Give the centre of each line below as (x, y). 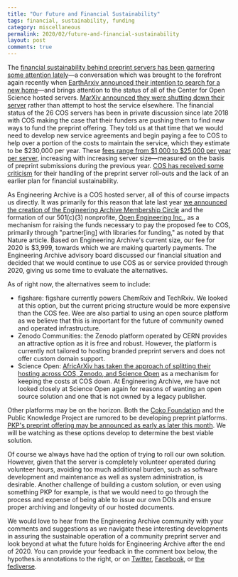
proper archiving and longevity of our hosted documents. (91, 507)
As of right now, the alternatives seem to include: (79, 284)
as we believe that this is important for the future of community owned (120, 321)
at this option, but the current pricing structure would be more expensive (124, 306)
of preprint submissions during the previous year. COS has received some (115, 166)
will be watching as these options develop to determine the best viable (111, 433)
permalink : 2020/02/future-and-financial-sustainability (93, 34)
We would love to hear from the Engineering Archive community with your (115, 521)
